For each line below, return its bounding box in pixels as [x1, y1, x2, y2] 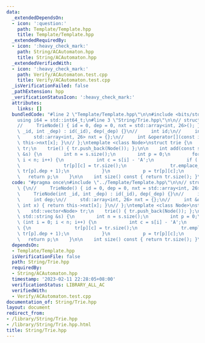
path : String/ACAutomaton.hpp [17, 49, 95, 55]
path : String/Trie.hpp [12, 259, 70, 265]
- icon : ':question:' [12, 20, 67, 26]
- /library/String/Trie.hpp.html [6, 322, 92, 328]
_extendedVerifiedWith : [12, 60, 72, 66]
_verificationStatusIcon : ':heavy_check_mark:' [12, 94, 135, 100]
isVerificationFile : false [12, 253, 81, 260]
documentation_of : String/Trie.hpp [6, 299, 97, 305]
